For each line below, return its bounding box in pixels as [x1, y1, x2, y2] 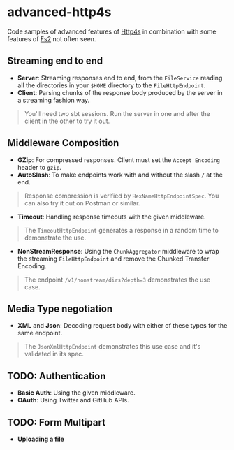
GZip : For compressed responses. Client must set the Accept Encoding [17, 155, 220, 164]
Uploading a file [17, 435, 65, 443]
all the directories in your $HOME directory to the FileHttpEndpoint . [17, 81, 206, 89]
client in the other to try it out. [24, 117, 110, 125]
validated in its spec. [24, 350, 84, 358]
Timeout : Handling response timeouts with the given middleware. [17, 212, 206, 221]
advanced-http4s [7, 4, 112, 20]
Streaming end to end [7, 55, 103, 67]
